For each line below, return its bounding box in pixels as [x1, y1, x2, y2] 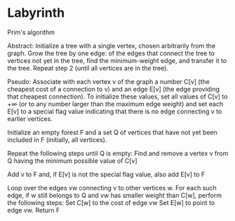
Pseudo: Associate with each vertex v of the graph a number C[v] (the [7, 77, 210, 85]
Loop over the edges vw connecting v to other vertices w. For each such [7, 183, 217, 192]
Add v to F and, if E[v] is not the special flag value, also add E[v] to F [7, 170, 206, 178]
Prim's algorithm [7, 28, 55, 36]
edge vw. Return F [7, 206, 60, 214]
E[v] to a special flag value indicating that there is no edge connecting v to [7, 107, 222, 115]
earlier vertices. [7, 114, 53, 123]
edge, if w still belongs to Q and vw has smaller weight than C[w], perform [7, 191, 222, 199]
